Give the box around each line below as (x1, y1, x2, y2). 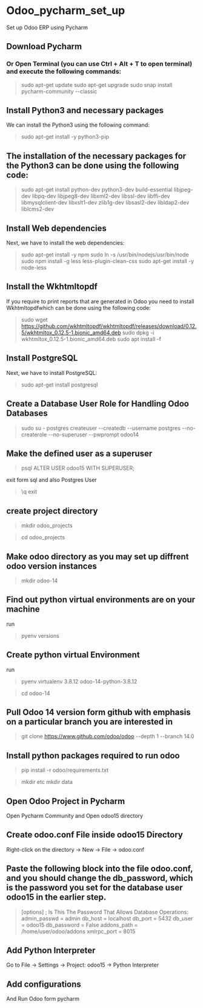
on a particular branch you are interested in (6, 716, 173, 727)
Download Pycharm (6, 41, 82, 52)
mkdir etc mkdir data (21, 779, 73, 786)
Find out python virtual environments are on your (6, 595, 196, 605)
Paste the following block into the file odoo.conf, (6, 864, 193, 874)
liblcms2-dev (21, 205, 55, 213)
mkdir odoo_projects (21, 522, 73, 530)
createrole (21, 430, 47, 438)
